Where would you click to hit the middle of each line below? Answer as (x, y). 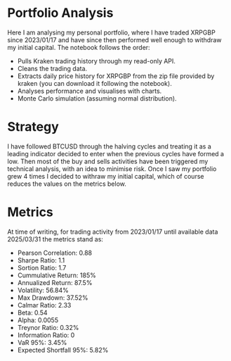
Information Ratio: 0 (46, 335)
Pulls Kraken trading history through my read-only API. (96, 61)
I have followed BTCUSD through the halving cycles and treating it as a (110, 146)
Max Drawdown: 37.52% (53, 298)
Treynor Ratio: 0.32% (48, 327)
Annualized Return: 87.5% (55, 282)
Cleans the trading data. (52, 68)
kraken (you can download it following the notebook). (94, 83)
